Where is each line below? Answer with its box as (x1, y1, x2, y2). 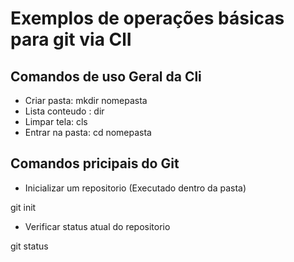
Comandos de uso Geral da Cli (10, 68, 202, 85)
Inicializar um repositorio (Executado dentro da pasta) (24, 182, 247, 194)
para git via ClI (10, 28, 132, 51)
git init (10, 201, 37, 213)
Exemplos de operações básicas (10, 7, 285, 30)
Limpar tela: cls (24, 116, 88, 127)
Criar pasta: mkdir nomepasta (24, 95, 148, 106)
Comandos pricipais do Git (10, 155, 180, 172)
